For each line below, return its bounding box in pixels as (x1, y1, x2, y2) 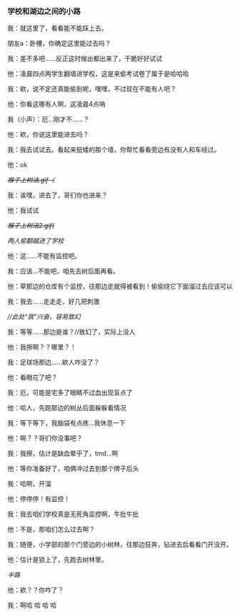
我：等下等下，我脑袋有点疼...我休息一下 (7, 419, 126, 427)
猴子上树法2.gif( (7, 222, 55, 230)
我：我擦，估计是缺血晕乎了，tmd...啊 (7, 449, 119, 458)
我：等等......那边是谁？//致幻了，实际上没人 (7, 327, 136, 337)
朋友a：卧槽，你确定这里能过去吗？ (7, 39, 111, 48)
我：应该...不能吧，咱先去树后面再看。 (7, 267, 120, 276)
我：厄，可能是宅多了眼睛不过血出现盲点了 (7, 388, 133, 397)
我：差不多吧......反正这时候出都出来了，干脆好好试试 (7, 54, 163, 63)
